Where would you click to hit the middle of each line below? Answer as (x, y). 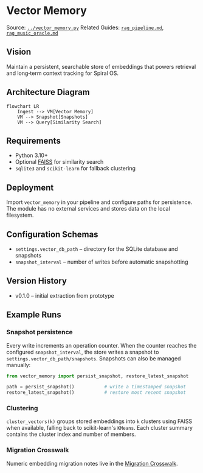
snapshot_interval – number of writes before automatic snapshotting (101, 262)
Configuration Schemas (52, 234)
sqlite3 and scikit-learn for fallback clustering (75, 169)
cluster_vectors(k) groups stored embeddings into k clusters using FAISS (99, 421)
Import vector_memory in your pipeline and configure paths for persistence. (99, 202)
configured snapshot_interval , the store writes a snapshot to (83, 352)
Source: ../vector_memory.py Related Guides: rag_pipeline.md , (85, 27)
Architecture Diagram (48, 92)
